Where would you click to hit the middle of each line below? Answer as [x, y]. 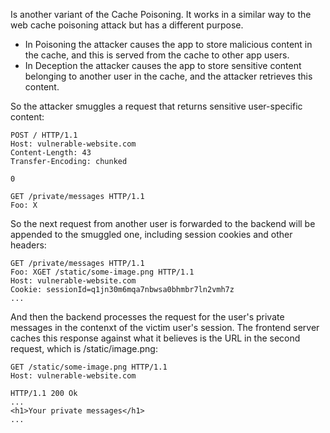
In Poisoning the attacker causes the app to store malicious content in [168, 44]
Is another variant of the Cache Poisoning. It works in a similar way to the [161, 14]
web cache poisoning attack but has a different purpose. [127, 25]
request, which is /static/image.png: [84, 348]
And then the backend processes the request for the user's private [147, 317]
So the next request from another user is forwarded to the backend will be [163, 223]
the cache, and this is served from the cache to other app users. [157, 55]
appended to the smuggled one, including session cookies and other [151, 234]
